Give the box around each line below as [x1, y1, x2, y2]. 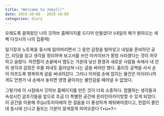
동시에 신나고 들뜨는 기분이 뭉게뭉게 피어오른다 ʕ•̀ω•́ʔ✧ [10, 106, 117, 112]
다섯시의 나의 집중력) [10, 36, 50, 42]
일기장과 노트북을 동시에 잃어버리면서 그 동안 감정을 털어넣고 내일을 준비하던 [5, 47, 150, 53]
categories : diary [5, 16, 43, 21]
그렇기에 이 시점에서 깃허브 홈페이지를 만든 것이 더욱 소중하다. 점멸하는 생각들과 [5, 87, 157, 93]
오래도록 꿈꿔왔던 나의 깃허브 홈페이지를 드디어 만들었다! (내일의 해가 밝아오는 [5, 30, 153, 36]
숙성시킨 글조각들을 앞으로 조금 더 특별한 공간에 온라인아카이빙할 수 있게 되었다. [5, 94, 157, 99]
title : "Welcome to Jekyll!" [5, 7, 65, 12]
